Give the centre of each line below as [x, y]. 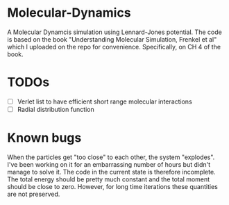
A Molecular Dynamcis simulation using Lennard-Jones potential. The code [114, 32]
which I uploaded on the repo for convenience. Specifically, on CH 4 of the [114, 47]
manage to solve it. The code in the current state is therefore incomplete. [112, 172]
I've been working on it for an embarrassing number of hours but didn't [109, 164]
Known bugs [44, 138]
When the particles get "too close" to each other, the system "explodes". [111, 157]
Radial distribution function [56, 109]
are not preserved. [34, 194]
